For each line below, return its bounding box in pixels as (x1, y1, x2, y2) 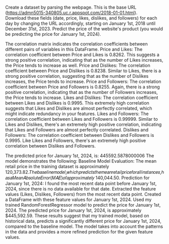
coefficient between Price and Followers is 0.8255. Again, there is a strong (5, 84, 160, 90)
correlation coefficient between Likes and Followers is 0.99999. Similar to (5, 116, 158, 122)
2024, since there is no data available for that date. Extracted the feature (5, 186, 156, 191)
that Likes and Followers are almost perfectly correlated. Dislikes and (5, 127, 149, 133)
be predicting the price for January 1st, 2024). (5, 31, 101, 37)
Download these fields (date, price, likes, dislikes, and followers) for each (5, 15, 157, 21)
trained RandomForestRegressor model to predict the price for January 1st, (5, 202, 161, 208)
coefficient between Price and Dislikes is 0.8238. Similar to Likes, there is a (5, 68, 161, 74)
